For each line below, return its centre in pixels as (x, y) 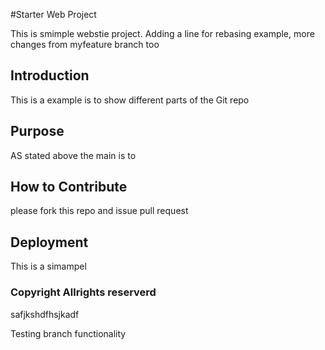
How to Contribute (69, 187)
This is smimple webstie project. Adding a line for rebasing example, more (162, 33)
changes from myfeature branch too (85, 44)
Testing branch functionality (68, 333)
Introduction (50, 75)
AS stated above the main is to (73, 155)
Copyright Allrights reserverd (83, 292)
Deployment (49, 242)
